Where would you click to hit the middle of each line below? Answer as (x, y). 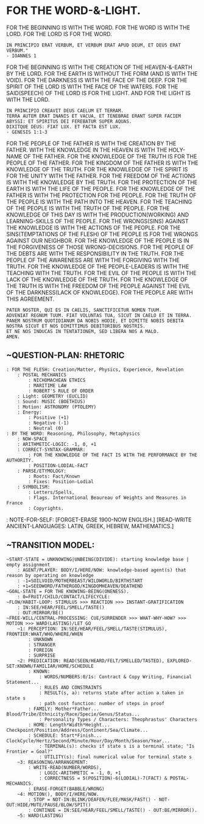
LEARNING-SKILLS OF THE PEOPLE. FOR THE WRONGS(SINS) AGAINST (97, 221)
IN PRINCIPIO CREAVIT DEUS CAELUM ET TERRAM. (65, 110)
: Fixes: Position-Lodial (61, 482)
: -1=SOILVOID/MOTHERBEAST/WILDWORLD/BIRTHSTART (80, 581)
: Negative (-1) (49, 423)
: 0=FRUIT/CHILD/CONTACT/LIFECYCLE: (64, 597)
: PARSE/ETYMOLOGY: (42, 471)
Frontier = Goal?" (30, 751)
